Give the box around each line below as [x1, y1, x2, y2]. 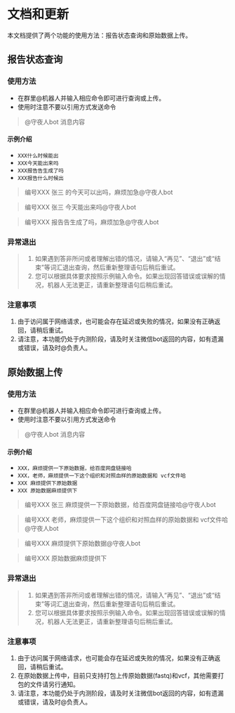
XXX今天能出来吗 [17, 160, 59, 167]
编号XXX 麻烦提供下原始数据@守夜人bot [24, 539, 141, 548]
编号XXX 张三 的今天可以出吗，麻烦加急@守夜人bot [24, 188, 173, 196]
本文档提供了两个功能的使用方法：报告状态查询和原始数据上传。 [7, 31, 192, 39]
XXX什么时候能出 [17, 152, 59, 159]
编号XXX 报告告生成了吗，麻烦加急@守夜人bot [24, 217, 159, 226]
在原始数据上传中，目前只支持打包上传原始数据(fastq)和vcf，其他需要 [17, 671, 219, 679]
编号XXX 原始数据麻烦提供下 [24, 554, 107, 563]
